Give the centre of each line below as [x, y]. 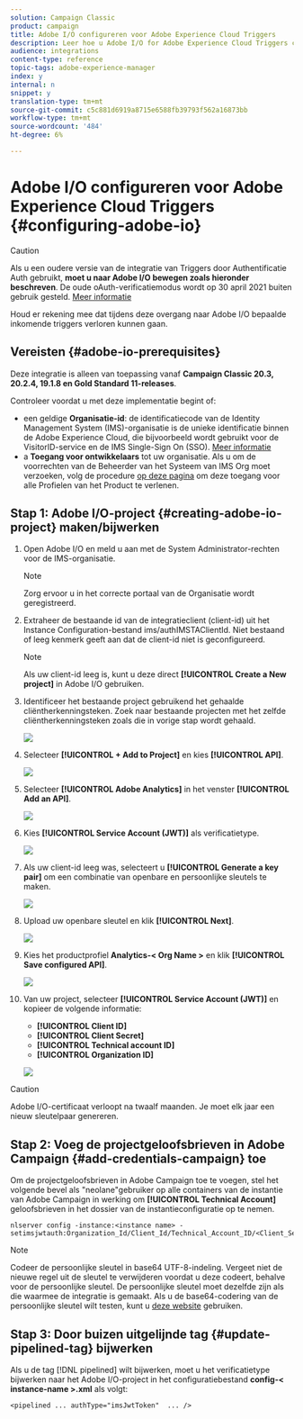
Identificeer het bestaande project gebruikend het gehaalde [134, 701]
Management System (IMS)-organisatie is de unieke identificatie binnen [156, 428]
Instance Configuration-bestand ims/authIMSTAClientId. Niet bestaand [154, 630]
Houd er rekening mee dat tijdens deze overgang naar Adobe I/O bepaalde [148, 314]
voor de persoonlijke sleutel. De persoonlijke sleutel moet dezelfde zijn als [147, 1287]
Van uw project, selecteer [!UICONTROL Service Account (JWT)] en [151, 999]
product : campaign [45, 26]
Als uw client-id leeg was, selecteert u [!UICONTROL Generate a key [151, 868]
